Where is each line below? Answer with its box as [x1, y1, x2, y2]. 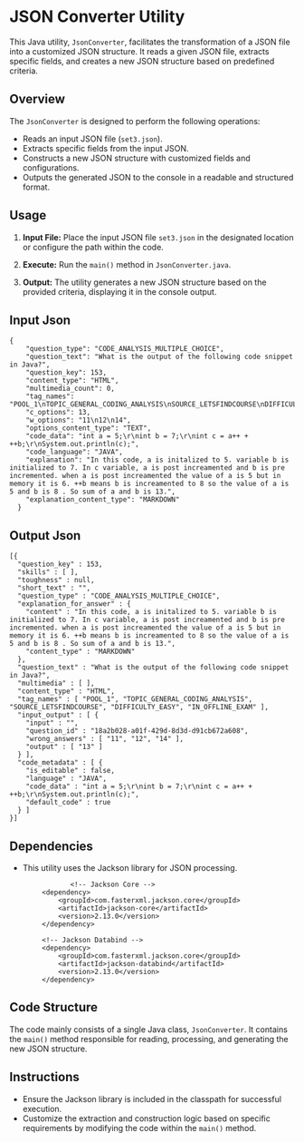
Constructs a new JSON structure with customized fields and [22, 152, 251, 163]
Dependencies [9, 838, 93, 854]
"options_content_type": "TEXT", [25, 424, 152, 433]
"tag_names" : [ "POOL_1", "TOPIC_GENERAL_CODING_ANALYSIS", [17, 695, 253, 704]
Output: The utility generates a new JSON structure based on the [22, 277, 267, 288]
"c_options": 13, [25, 408, 91, 417]
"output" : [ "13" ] [25, 742, 103, 752]
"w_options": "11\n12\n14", [25, 415, 131, 425]
